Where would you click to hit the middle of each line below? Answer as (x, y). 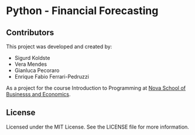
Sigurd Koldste (32, 58)
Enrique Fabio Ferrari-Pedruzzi (52, 77)
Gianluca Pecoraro (37, 70)
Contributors (30, 33)
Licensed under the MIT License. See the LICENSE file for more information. (97, 127)
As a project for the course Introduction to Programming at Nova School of (96, 88)
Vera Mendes (31, 64)
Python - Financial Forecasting (82, 11)
